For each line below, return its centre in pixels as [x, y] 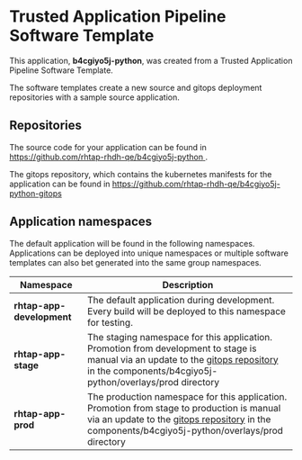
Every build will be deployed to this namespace [186, 311]
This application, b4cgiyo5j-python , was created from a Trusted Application [151, 60]
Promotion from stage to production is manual [184, 408]
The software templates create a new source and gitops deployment [136, 87]
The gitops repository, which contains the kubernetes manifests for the [141, 174]
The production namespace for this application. [187, 396]
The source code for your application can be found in [108, 147]
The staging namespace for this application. [179, 337]
